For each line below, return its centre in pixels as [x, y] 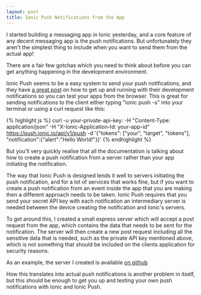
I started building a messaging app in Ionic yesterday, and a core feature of [99, 34]
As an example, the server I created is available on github [77, 262]
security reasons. [28, 251]
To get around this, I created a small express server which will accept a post [100, 219]
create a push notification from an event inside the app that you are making [99, 188]
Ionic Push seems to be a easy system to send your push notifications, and [99, 83]
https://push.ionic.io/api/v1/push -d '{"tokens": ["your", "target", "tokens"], [98, 133]
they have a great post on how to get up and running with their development [100, 89]
